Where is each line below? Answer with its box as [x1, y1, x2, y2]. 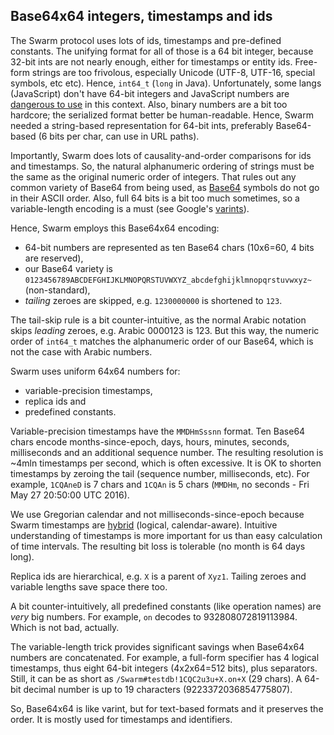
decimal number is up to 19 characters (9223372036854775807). [23, 683, 293, 695]
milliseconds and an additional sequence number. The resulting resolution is [10, 446, 324, 458]
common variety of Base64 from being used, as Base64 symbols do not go [10, 181, 320, 193]
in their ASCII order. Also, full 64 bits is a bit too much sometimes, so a [10, 192, 300, 204]
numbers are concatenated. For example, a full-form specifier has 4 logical [10, 651, 320, 663]
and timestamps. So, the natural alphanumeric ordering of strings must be [10, 160, 315, 172]
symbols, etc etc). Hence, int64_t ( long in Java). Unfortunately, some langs [10, 77, 322, 89]
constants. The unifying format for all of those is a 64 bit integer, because [10, 45, 314, 57]
